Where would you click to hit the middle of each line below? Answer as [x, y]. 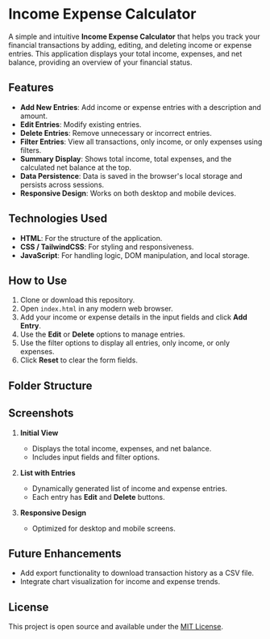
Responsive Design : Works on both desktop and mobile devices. [128, 193]
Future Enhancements [65, 554]
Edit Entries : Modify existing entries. [81, 124]
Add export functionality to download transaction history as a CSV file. [137, 573]
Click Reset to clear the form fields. [79, 360]
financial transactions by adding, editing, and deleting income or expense [130, 44]
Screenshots [41, 413]
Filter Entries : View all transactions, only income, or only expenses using [141, 142]
